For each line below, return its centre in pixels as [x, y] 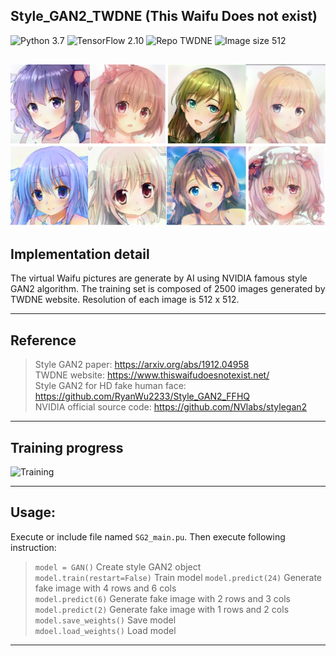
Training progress [67, 447]
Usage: [33, 512]
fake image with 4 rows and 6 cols [105, 588]
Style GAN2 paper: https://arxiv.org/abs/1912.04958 [142, 365]
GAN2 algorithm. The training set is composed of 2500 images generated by [168, 289]
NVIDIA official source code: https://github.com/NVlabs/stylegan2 [171, 407]
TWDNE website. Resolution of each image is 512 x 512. [125, 300]
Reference [43, 340]
